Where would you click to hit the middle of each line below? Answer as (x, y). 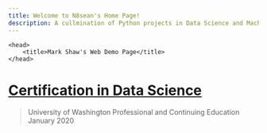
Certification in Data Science (105, 90)
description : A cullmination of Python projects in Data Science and (126, 23)
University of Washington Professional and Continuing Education (133, 112)
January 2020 (51, 121)
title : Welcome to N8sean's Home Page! (74, 16)
